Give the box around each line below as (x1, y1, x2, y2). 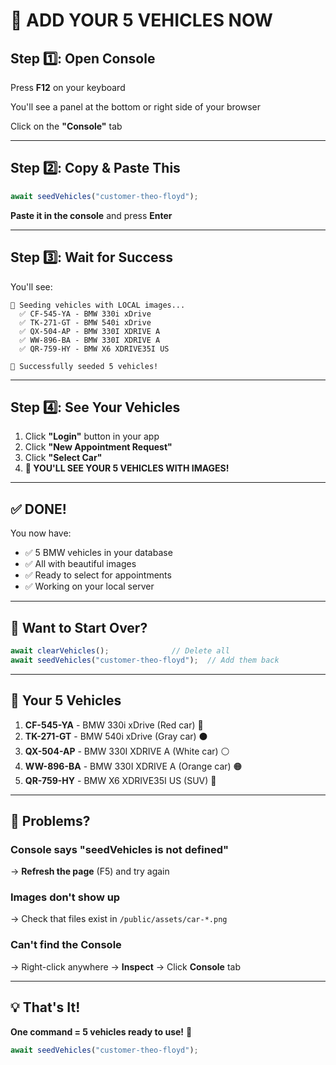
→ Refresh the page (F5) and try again (10, 865, 170, 878)
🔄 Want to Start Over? (10, 619, 148, 636)
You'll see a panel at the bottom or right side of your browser (10, 101, 261, 113)
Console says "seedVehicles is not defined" (10, 842, 230, 856)
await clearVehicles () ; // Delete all (10, 645, 230, 656)
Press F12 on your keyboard (10, 82, 126, 93)
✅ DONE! (10, 500, 67, 518)
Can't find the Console (10, 938, 122, 952)
